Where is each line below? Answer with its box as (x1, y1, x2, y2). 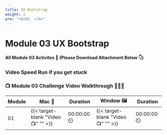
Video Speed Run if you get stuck (5, 69, 87, 76)
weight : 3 (5, 12, 26, 17)
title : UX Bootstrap (5, 7, 48, 12)
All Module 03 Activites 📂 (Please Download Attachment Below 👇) (5, 55, 144, 61)
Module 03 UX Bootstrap (5, 38, 109, 49)
